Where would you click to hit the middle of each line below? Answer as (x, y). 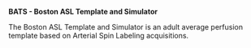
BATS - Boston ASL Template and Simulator (83, 12)
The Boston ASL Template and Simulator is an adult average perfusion (126, 27)
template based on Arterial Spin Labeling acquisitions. (99, 36)
